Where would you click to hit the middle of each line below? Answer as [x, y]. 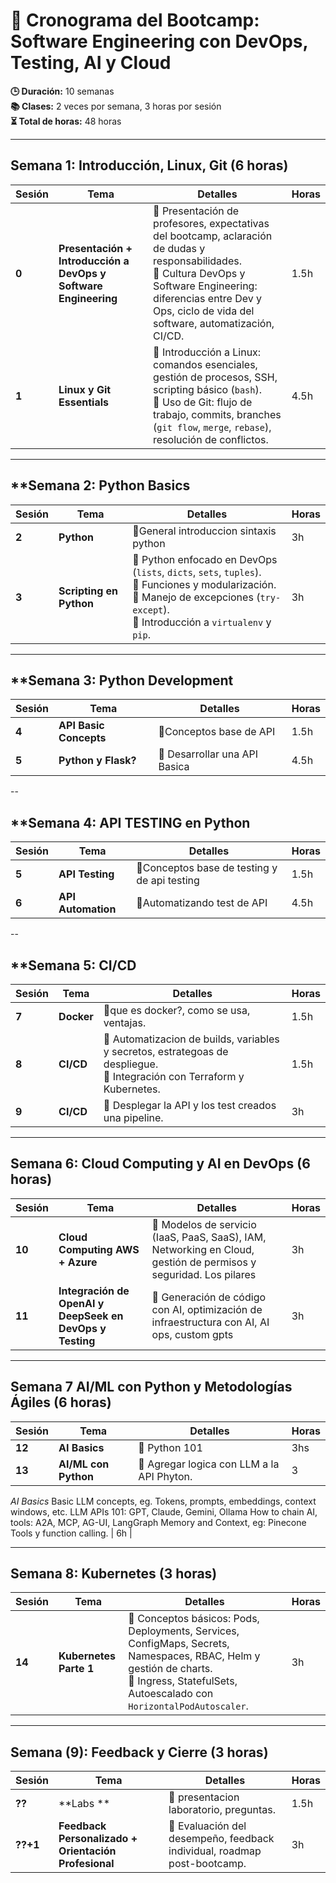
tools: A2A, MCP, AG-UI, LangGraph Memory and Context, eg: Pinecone [158, 1522]
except [148, 610]
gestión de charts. [170, 1669]
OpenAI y [81, 1303]
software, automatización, [214, 323]
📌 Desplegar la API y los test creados [190, 1105]
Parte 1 [76, 1669]
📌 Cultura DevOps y [199, 273]
